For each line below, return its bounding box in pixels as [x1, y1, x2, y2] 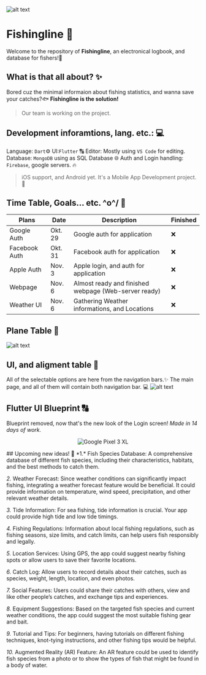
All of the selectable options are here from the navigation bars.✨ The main [6, 376, 194, 383]
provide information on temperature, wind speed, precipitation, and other [6, 488, 191, 495]
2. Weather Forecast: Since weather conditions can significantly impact [6, 475, 186, 482]
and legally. [6, 537, 36, 545]
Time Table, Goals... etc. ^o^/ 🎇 [6, 197, 126, 208]
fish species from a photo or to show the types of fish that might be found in [6, 655, 199, 662]
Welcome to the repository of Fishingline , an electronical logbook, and [6, 47, 185, 55]
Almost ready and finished [73, 279, 149, 288]
